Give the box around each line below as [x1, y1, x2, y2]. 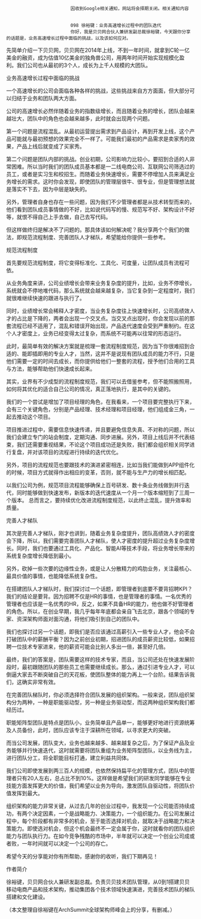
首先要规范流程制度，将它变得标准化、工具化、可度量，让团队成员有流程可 [6, 259, 190, 266]
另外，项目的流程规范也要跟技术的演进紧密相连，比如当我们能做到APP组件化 [6, 462, 195, 468]
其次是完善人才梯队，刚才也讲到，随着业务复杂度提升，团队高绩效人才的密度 [6, 530, 195, 537]
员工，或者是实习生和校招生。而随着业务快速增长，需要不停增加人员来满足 [6, 171, 190, 177]
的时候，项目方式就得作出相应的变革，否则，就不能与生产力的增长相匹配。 [6, 469, 190, 476]
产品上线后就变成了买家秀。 [16, 143, 85, 150]
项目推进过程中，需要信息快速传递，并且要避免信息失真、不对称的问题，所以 [6, 426, 195, 433]
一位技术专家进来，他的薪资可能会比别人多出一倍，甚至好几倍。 [11, 643, 169, 650]
